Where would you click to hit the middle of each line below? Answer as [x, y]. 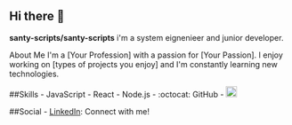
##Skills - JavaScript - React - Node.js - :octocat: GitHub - [117, 94]
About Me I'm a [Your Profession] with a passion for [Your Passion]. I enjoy [146, 55]
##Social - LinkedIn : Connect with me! [79, 111]
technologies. [34, 74]
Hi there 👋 [37, 16]
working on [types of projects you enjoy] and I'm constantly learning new [143, 64]
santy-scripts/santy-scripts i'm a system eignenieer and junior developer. [146, 37]
